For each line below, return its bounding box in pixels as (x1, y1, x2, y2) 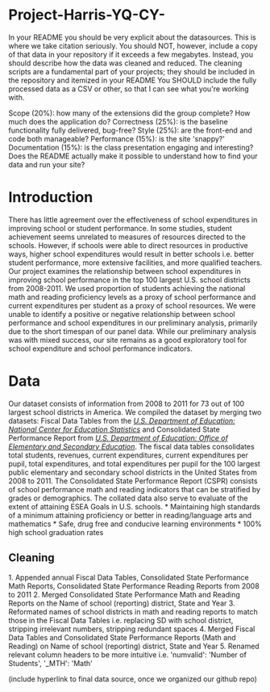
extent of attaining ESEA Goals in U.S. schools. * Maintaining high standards (8, 501, 260, 511)
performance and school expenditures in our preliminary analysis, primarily (8, 318, 258, 327)
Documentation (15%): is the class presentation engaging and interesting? (8, 142, 254, 152)
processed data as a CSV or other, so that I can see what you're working (8, 83, 249, 94)
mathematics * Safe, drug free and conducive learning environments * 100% (8, 519, 262, 529)
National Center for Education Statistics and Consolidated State (8, 424, 220, 434)
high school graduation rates (8, 527, 104, 537)
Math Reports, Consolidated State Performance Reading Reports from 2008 (8, 580, 260, 591)
